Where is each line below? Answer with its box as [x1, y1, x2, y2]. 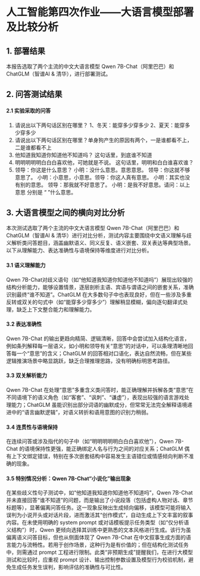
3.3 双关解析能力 [6, 372, 48, 379]
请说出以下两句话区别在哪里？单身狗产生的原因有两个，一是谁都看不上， [14, 136, 192, 144]
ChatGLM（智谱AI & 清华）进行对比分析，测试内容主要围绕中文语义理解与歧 [6, 232, 192, 239]
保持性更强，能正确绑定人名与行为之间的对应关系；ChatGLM [35, 445, 183, 453]
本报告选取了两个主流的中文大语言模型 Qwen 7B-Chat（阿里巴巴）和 [6, 63, 174, 70]
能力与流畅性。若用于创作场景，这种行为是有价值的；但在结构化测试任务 [11, 541, 189, 549]
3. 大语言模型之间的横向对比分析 [6, 207, 125, 217]
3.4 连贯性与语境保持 [6, 424, 58, 431]
